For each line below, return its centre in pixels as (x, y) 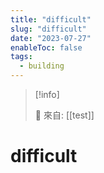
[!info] (47, 94)
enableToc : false (46, 47)
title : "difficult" (51, 19)
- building (42, 66)
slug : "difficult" (48, 29)
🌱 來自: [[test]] (64, 115)
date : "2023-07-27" (51, 38)
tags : (21, 57)
